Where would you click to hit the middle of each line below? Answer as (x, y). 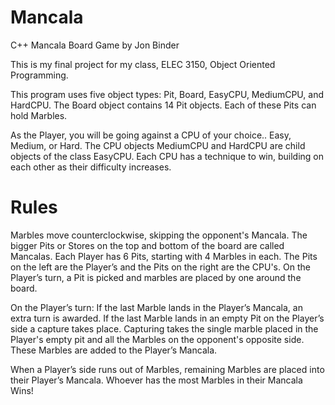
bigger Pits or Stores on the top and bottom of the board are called (147, 245)
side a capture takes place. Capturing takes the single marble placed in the (164, 328)
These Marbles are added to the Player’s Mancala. (114, 350)
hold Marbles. (39, 115)
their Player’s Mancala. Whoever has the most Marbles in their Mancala (156, 380)
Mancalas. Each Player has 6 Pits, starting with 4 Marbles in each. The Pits (164, 256)
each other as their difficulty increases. (91, 167)
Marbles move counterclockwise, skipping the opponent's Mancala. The (159, 235)
